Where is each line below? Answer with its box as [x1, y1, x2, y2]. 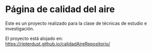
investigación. [5, 25, 34, 31]
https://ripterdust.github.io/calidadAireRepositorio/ [5, 40, 110, 46]
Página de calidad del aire [5, 4, 115, 15]
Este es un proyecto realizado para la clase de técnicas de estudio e [5, 20, 147, 26]
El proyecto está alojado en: [5, 35, 63, 41]
